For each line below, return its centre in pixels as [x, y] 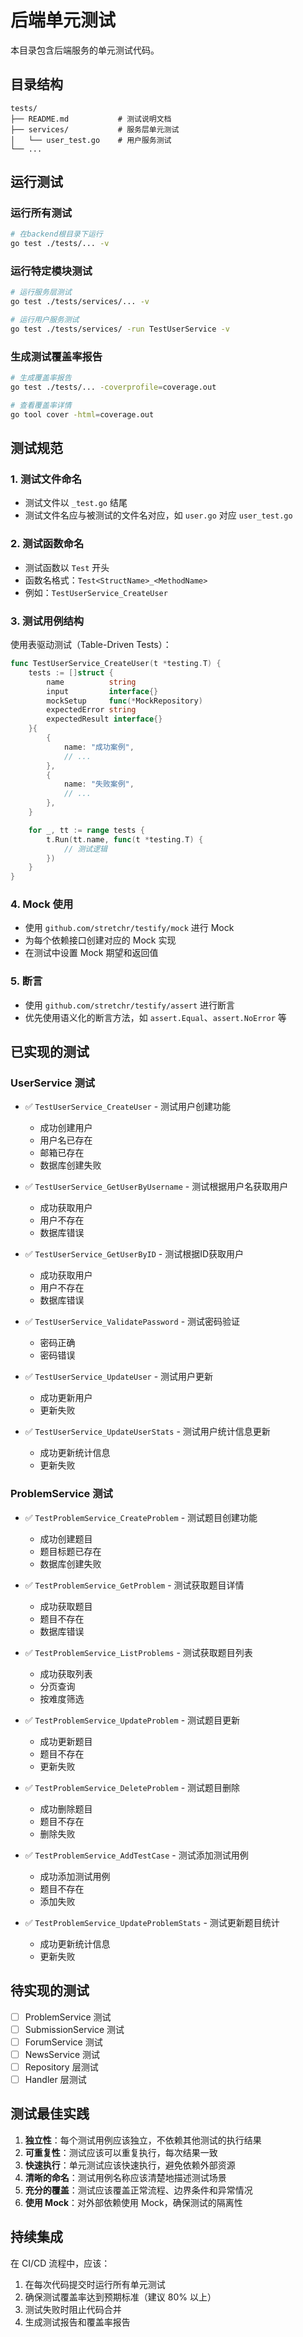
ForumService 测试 [63, 2042]
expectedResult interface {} [104, 719]
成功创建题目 [66, 1538]
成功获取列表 [66, 1673]
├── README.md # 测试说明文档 [91, 119]
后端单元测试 [63, 20]
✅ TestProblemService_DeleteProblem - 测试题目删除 [132, 1787]
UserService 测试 [53, 1083]
